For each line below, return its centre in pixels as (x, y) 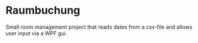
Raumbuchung (43, 10)
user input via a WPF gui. (36, 33)
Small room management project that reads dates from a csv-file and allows (99, 27)
